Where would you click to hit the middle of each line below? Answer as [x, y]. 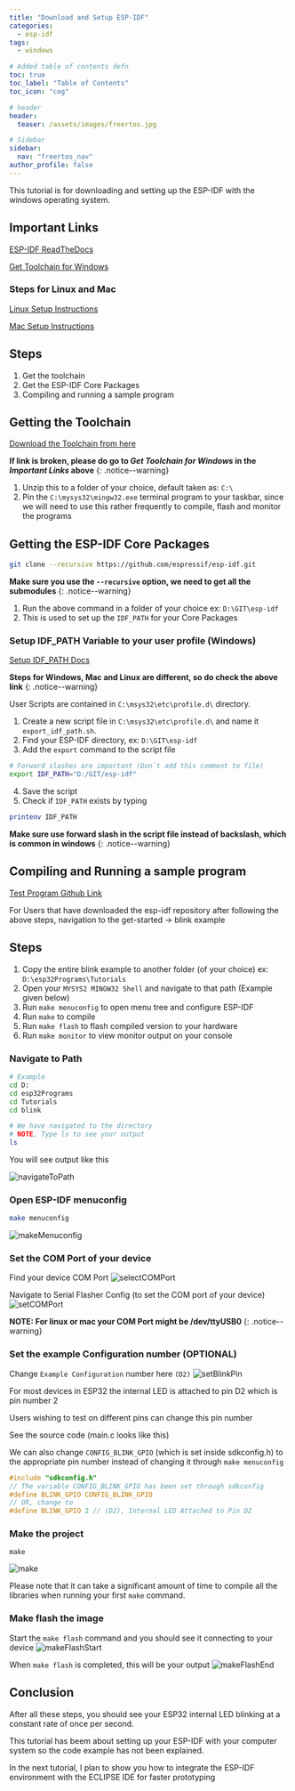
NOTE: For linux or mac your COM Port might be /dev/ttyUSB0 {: [130, 1322]
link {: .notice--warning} [54, 687]
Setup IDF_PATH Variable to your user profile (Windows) [132, 641]
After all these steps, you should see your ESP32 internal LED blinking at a [145, 1714]
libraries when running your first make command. [97, 1595]
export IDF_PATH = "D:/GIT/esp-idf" [73, 774]
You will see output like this [59, 1160]
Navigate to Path [46, 1058]
